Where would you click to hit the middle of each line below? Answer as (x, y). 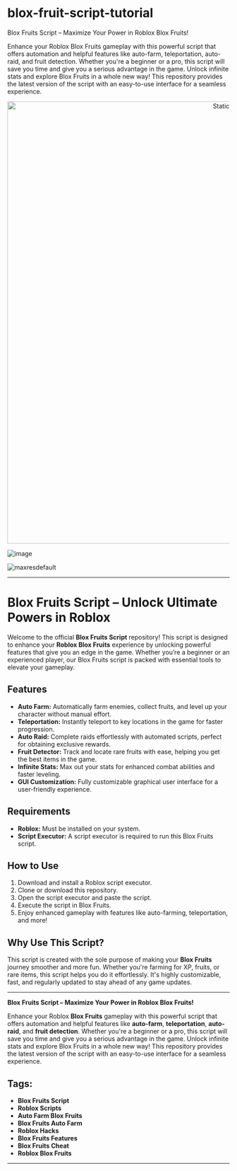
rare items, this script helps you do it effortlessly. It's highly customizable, (114, 975)
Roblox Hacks (38, 1131)
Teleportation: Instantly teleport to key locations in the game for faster (120, 721)
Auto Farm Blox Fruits (50, 1115)
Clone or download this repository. (68, 890)
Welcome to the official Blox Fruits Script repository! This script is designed (117, 637)
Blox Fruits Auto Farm (50, 1123)
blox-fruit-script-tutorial (80, 13)
